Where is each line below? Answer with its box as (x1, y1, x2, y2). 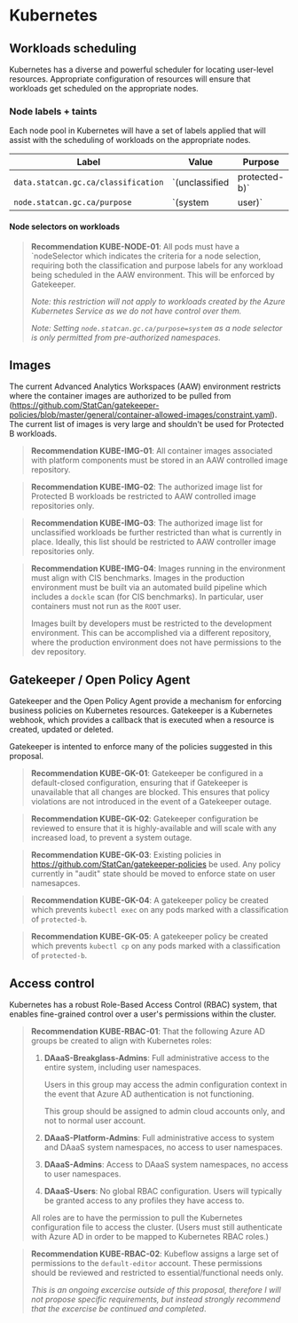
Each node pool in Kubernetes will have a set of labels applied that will (9, 125, 266, 136)
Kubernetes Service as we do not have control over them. (30, 305, 242, 316)
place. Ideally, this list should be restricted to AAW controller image (30, 536, 277, 547)
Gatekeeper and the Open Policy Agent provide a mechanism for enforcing (9, 696, 282, 707)
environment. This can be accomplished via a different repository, (30, 628, 272, 638)
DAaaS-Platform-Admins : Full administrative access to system (43, 1132, 275, 1143)
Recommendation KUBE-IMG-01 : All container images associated (30, 446, 273, 456)
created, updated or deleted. (9, 725, 114, 735)
